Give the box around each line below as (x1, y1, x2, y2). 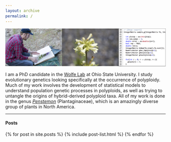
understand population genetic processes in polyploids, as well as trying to (5, 87, 163, 93)
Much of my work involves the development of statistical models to (5, 82, 146, 88)
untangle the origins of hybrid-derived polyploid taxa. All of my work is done (5, 93, 165, 99)
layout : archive (5, 8, 40, 13)
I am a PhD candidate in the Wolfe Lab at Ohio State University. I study (5, 71, 153, 77)
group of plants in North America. (5, 103, 75, 110)
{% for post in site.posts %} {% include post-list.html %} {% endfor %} (5, 131, 154, 137)
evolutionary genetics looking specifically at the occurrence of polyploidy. (5, 77, 161, 83)
